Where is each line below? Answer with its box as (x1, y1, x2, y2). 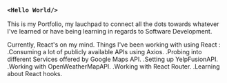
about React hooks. (7, 70, 63, 78)
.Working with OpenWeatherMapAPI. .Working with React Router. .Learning (7, 62, 220, 71)
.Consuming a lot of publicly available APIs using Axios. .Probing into (7, 48, 202, 56)
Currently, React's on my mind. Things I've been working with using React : (7, 40, 221, 49)
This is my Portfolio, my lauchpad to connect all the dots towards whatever (7, 20, 219, 28)
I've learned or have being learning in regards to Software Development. (7, 27, 213, 36)
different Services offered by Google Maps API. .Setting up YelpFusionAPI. (7, 55, 219, 64)
